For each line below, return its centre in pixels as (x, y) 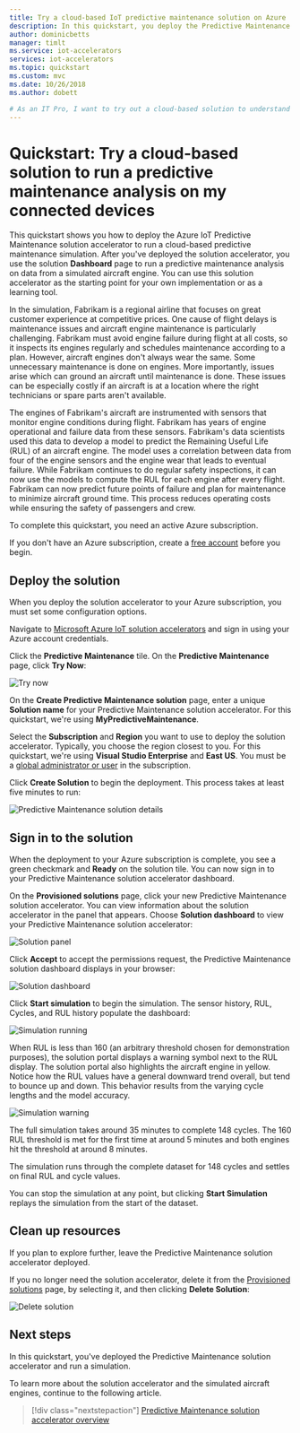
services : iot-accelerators (62, 59)
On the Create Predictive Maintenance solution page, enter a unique (137, 700)
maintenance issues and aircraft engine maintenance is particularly (133, 329)
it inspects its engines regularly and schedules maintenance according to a (147, 348)
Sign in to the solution (71, 838)
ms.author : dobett (43, 92)
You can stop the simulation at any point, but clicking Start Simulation (138, 1193)
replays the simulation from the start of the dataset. (104, 1203)
